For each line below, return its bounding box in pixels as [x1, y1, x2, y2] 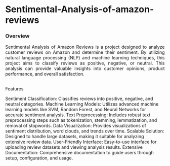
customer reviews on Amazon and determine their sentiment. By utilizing [5, 49, 165, 55]
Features [5, 85, 24, 92]
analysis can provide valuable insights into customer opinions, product [5, 65, 165, 72]
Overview [5, 32, 30, 40]
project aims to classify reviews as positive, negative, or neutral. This [5, 60, 165, 67]
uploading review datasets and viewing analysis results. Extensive [5, 144, 143, 150]
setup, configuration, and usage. [5, 155, 73, 161]
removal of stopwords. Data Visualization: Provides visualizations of [5, 122, 147, 128]
